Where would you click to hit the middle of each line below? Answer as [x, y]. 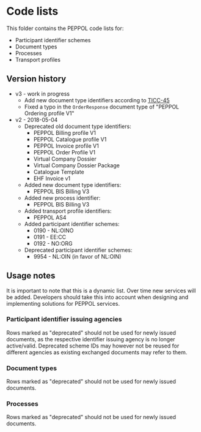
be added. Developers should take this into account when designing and [97, 297]
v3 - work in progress [42, 94]
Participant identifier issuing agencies [64, 319]
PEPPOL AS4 [50, 217]
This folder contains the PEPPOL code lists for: [65, 28]
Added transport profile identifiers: [68, 211]
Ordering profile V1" [49, 113]
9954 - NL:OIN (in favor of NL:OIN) [77, 256]
